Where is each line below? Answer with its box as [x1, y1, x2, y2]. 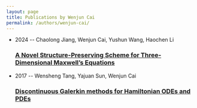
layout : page [6, 8, 39, 15]
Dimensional [14, 58, 53, 67]
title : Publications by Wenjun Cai [6, 14, 95, 20]
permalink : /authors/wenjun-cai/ [6, 20, 90, 26]
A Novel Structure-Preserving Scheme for [14, 51, 140, 60]
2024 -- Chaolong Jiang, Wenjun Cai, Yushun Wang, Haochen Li [14, 36, 174, 44]
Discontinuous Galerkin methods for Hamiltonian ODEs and [14, 87, 191, 95]
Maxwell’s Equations [53, 58, 115, 67]
